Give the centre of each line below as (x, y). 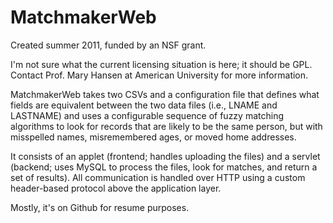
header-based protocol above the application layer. (116, 188)
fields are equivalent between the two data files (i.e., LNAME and (144, 105)
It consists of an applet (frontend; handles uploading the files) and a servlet (165, 156)
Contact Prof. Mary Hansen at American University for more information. (159, 75)
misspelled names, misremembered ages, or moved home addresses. (153, 137)
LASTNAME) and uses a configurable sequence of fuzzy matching (147, 115)
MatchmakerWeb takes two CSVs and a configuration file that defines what (165, 94)
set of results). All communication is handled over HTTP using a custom (158, 177)
